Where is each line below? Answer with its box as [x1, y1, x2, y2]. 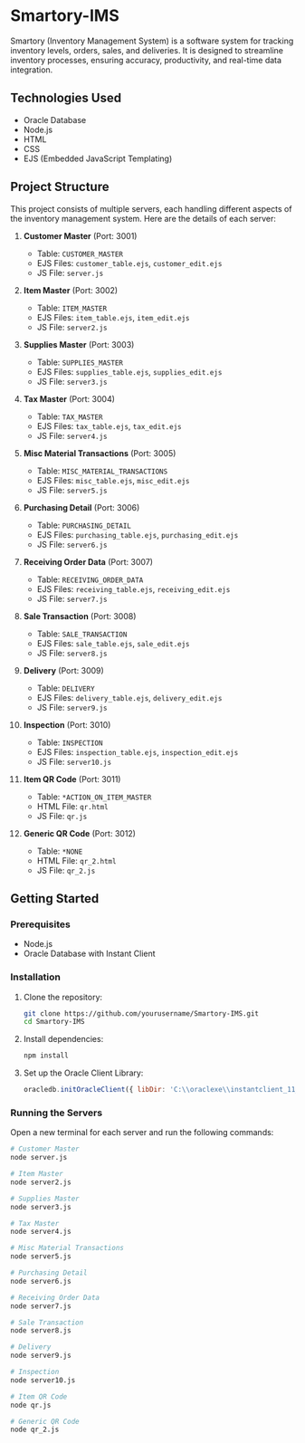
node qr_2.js [10, 1425, 60, 1435]
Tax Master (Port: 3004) [23, 393, 116, 404]
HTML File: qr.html [36, 800, 109, 811]
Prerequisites [10, 918, 71, 931]
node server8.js [10, 1326, 71, 1335]
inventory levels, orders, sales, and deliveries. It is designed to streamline [10, 44, 284, 55]
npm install [23, 1051, 69, 1060]
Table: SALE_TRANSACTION [36, 628, 128, 639]
